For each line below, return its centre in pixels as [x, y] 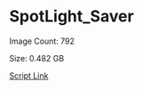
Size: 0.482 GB [37, 58]
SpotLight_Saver [72, 16]
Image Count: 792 [42, 41]
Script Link [29, 75]
